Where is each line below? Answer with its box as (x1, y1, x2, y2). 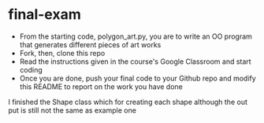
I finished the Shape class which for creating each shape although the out (8, 97, 248, 106)
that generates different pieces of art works (19, 39, 162, 49)
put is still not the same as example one (8, 105, 136, 115)
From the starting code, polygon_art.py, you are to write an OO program (19, 32, 252, 41)
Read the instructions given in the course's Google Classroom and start (19, 57, 251, 66)
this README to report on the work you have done (19, 81, 184, 91)
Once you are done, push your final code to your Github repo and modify (19, 73, 256, 83)
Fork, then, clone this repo (19, 48, 106, 58)
